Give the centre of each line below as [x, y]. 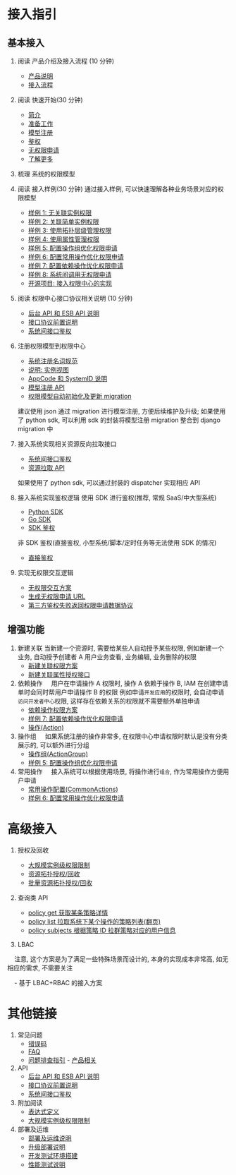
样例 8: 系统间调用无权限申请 [70, 275]
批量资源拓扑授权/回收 [60, 882]
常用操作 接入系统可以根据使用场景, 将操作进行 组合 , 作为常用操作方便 [120, 771]
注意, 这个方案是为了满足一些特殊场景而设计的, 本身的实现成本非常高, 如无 [121, 959]
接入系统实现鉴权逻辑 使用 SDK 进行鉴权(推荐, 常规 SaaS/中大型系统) [117, 498]
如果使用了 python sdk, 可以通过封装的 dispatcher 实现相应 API [109, 483]
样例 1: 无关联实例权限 [60, 213]
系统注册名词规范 [53, 361]
